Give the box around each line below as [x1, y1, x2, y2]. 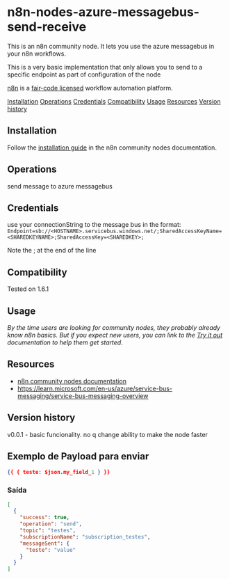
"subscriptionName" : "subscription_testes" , [19, 533, 151, 540]
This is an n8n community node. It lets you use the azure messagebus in [7, 42, 215, 50]
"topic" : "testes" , [19, 527, 76, 534]
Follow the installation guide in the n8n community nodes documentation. [7, 143, 217, 152]
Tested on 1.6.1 [7, 285, 49, 293]
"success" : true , [19, 514, 70, 521]
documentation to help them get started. [7, 338, 123, 347]
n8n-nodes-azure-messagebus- [7, 4, 200, 20]
